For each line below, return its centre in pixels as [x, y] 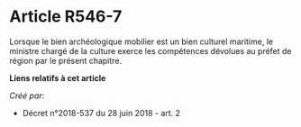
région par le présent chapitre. [66, 60]
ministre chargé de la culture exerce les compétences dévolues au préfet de [150, 50]
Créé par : [27, 95]
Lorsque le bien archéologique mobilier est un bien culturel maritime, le [141, 41]
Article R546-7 [66, 17]
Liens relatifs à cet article [58, 77]
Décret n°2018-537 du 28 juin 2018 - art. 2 [101, 113]
